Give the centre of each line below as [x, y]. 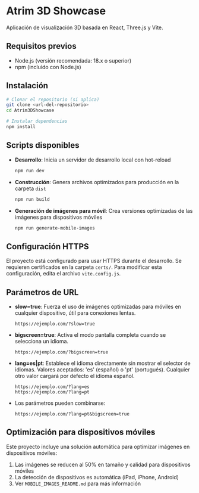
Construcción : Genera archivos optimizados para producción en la [97, 182]
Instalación [27, 86]
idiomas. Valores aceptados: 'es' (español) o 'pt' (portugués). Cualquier [102, 370]
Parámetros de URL [42, 292]
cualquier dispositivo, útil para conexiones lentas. [75, 313]
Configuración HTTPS [48, 247]
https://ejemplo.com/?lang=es [52, 387]
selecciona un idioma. [42, 341]
